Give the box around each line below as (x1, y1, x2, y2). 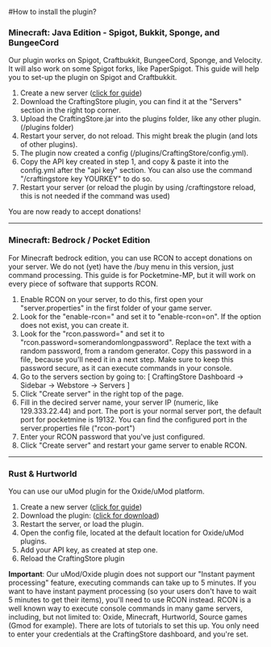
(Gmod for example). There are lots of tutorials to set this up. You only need (8, 620, 260, 630)
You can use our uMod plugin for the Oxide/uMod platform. (8, 486, 205, 496)
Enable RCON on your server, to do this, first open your (19, 294, 203, 304)
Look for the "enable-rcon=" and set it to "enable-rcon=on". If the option (19, 311, 262, 321)
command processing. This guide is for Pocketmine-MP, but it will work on (8, 270, 256, 279)
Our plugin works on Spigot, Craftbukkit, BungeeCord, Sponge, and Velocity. (8, 56, 263, 65)
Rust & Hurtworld (8, 468, 77, 479)
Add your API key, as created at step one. (19, 544, 159, 554)
